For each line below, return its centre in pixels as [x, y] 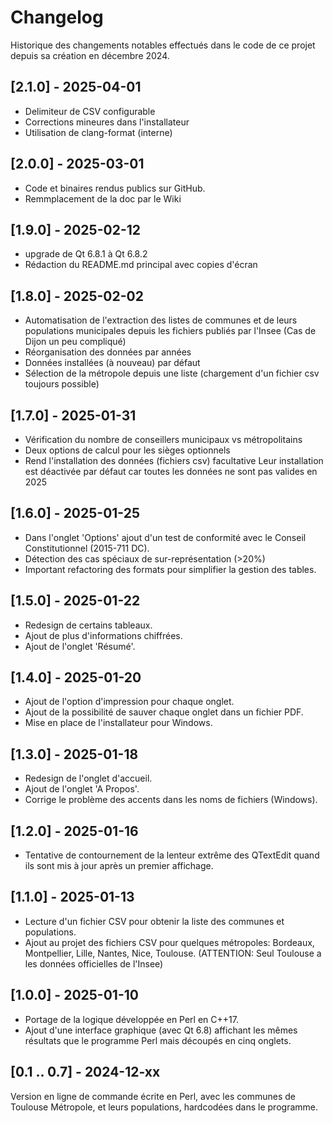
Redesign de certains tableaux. [88, 625]
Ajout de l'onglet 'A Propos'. [82, 789]
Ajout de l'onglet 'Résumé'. [80, 646]
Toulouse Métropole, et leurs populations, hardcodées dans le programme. [164, 1107]
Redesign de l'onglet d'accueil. [88, 778]
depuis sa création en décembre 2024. [90, 55]
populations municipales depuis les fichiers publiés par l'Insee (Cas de [170, 331]
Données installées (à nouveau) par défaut [112, 363]
